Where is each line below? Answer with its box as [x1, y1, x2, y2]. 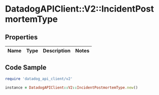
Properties [5, 33, 38, 41]
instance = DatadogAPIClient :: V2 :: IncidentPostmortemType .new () [5, 85, 138, 90]
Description [43, 47, 71, 54]
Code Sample [5, 63, 47, 72]
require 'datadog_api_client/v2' [5, 76, 73, 81]
